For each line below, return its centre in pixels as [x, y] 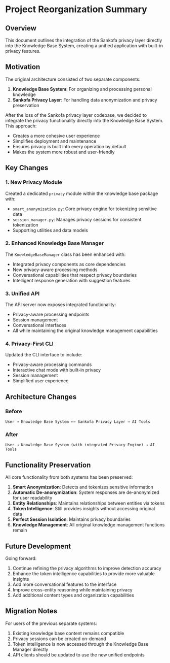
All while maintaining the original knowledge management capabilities [85, 330]
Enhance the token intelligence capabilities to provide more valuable [84, 574]
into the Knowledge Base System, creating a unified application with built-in [84, 46]
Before [14, 411]
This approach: [21, 126]
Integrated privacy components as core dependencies [69, 264]
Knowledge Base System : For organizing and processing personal [82, 89]
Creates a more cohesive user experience [56, 136]
